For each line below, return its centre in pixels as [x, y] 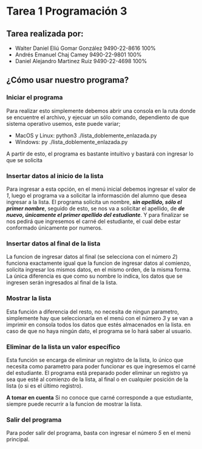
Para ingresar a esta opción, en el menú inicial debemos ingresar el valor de [101, 189]
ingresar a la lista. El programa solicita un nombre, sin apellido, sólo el [94, 202]
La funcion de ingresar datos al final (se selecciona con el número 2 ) [92, 257]
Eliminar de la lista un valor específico [63, 346]
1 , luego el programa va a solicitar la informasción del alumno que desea [96, 195]
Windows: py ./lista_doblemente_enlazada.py [71, 142]
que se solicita [24, 160]
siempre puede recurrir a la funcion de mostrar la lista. [74, 404]
